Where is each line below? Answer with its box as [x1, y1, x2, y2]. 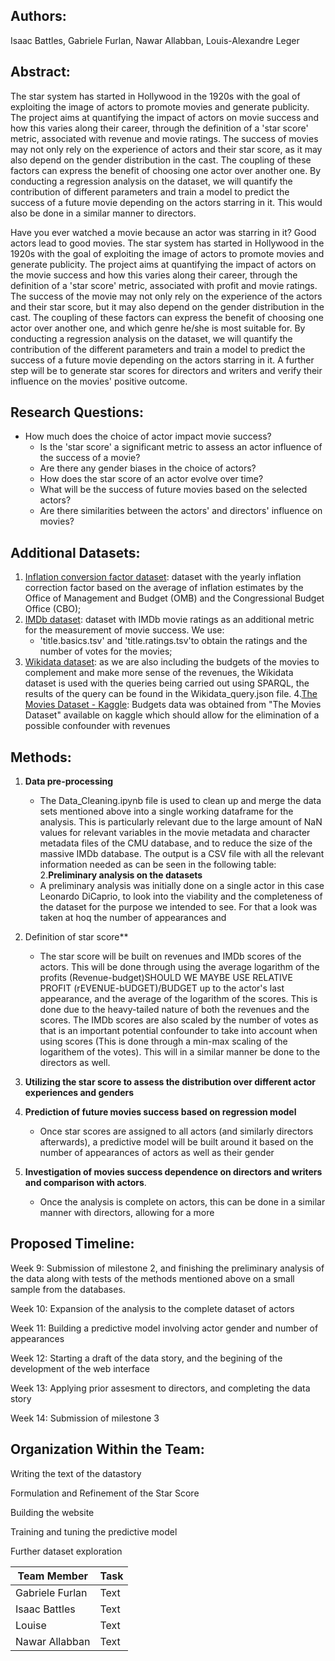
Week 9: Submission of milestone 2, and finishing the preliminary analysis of [10, 1262, 325, 1274]
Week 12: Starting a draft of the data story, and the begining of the [10, 1352, 283, 1364]
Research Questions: [10, 404, 144, 421]
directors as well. [39, 1057, 111, 1069]
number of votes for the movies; [39, 645, 173, 658]
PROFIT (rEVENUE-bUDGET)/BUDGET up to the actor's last [39, 982, 285, 994]
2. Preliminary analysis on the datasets [39, 869, 203, 881]
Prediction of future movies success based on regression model [24, 1106, 297, 1118]
